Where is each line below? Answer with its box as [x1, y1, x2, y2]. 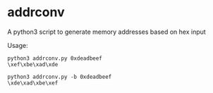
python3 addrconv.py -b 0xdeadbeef [7, 73, 112, 80]
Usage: [7, 41, 28, 49]
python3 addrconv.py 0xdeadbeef [7, 54, 102, 62]
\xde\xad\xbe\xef [7, 79, 59, 87]
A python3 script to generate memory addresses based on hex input [7, 27, 206, 36]
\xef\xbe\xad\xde [7, 61, 59, 68]
